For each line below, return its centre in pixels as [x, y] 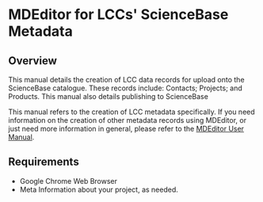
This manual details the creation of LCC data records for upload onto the [126, 80]
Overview [33, 61]
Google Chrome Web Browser [68, 181]
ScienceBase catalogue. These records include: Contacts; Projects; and [126, 88]
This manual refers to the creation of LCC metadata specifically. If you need [131, 112]
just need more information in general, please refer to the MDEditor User [126, 129]
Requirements [44, 162]
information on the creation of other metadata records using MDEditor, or [128, 120]
